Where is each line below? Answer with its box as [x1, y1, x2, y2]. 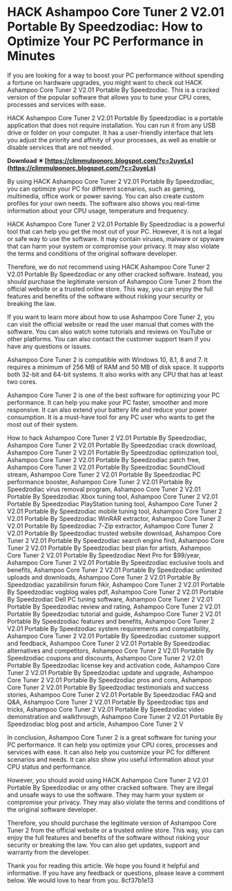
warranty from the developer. [7, 847, 90, 856]
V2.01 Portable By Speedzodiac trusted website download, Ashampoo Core [7, 529, 222, 537]
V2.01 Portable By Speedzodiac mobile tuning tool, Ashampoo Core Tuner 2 [7, 507, 222, 515]
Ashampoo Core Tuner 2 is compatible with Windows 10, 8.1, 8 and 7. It [7, 355, 209, 363]
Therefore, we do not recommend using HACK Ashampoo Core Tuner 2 [7, 262, 211, 271]
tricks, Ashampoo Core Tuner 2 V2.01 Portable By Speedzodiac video [7, 705, 205, 713]
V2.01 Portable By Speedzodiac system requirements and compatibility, [7, 624, 211, 633]
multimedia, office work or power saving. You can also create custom [7, 191, 204, 200]
